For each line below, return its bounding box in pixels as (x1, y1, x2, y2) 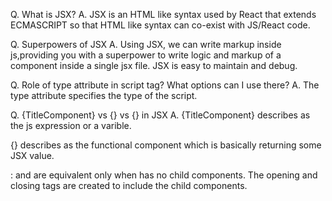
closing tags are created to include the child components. (10, 180, 248, 191)
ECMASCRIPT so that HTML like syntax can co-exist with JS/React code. (10, 19, 311, 31)
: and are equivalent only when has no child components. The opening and (10, 169, 318, 181)
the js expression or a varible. (10, 120, 132, 131)
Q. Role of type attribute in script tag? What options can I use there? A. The (10, 79, 320, 91)
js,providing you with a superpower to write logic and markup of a (10, 49, 282, 61)
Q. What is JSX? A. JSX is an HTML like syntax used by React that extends (10, 9, 317, 20)
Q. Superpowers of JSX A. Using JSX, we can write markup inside (10, 39, 282, 50)
